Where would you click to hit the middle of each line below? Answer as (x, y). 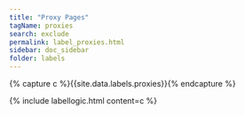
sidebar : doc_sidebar (49, 50)
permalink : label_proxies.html (67, 42)
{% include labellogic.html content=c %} (83, 101)
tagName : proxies (41, 26)
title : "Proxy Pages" (49, 17)
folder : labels (37, 58)
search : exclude (39, 34)
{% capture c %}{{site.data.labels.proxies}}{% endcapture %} (123, 84)
